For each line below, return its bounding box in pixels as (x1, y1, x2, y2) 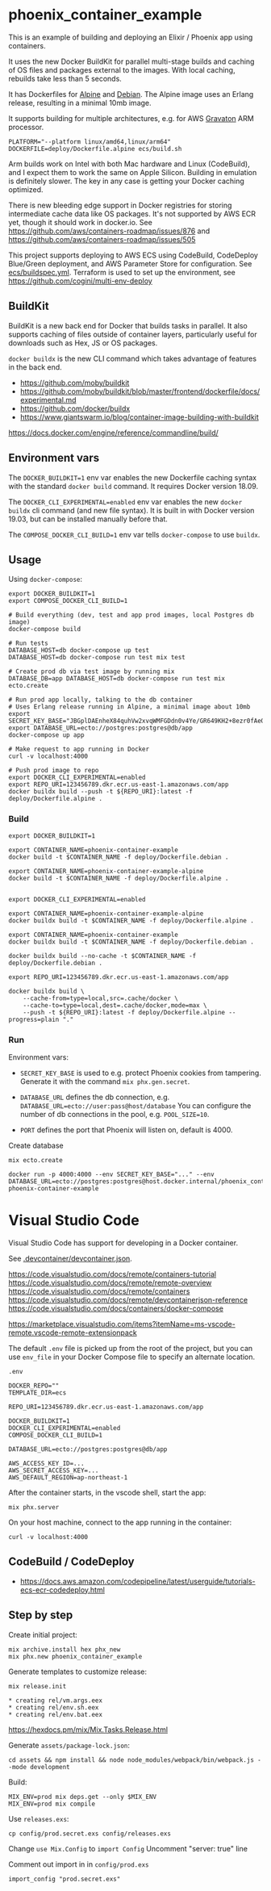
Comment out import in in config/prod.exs (8, 1859, 149, 1869)
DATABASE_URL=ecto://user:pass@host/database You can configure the (19, 1100, 252, 1111)
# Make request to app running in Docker (8, 745, 150, 754)
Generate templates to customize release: (8, 1667, 148, 1676)
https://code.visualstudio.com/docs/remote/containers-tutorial (8, 1269, 216, 1278)
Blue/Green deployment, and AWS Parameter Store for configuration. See (8, 258, 252, 268)
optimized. (8, 184, 44, 195)
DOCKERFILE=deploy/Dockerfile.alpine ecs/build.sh (8, 144, 182, 153)
